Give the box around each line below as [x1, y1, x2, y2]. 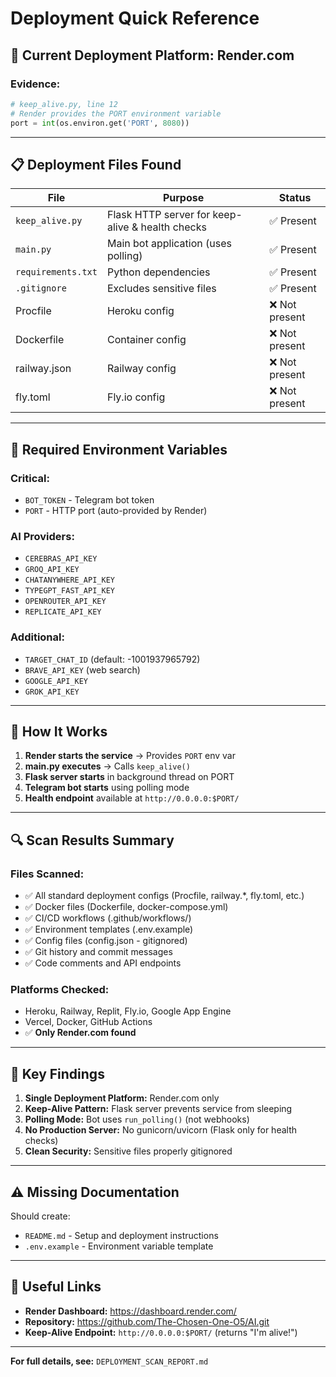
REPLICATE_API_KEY [24, 607, 102, 617]
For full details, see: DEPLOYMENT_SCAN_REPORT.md [10, 1355, 209, 1367]
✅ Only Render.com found [24, 1027, 137, 1039]
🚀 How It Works [10, 723, 108, 740]
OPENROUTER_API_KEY [24, 597, 107, 607]
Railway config [106, 362, 177, 376]
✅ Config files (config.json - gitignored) [24, 935, 188, 947]
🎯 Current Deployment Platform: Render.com [10, 47, 295, 64]
